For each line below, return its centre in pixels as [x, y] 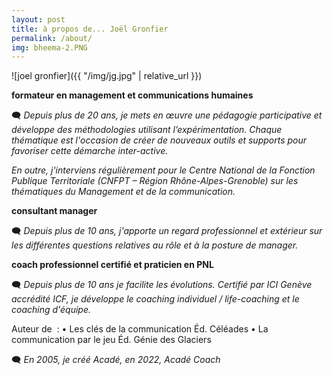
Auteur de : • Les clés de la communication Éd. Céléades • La [140, 329]
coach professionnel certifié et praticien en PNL [112, 265]
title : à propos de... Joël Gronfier [90, 29]
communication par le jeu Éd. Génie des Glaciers [111, 340]
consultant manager [54, 211]
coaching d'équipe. [51, 310]
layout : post [38, 19]
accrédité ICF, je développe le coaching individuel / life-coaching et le [155, 299]
